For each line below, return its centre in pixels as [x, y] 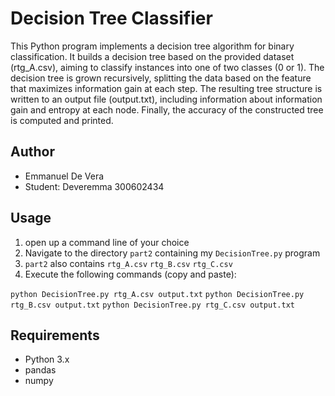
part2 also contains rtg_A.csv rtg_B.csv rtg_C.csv [128, 263]
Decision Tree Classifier [111, 18]
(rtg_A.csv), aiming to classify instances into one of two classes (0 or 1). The [167, 67]
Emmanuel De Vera [64, 176]
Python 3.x [47, 359]
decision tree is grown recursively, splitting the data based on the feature [161, 78]
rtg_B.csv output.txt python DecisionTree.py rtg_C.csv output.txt [152, 305]
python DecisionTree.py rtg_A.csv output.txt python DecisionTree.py [157, 294]
